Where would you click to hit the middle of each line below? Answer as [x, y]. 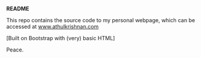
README [18, 9]
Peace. [15, 50]
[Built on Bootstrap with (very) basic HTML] [61, 38]
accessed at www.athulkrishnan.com [53, 27]
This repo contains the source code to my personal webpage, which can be [101, 20]
